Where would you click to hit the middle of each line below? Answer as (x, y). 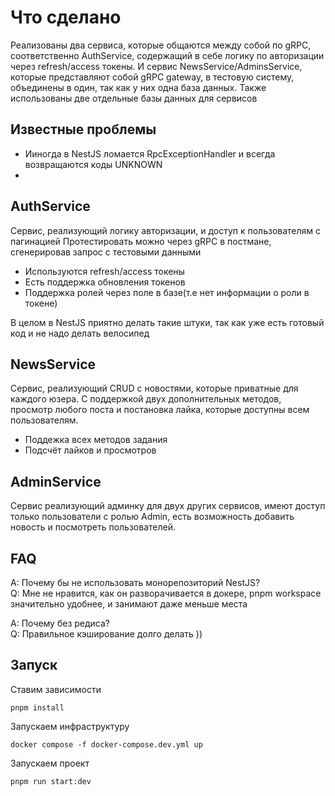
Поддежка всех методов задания (96, 440)
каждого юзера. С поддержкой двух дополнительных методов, (146, 399)
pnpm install (37, 707)
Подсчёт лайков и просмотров (90, 450)
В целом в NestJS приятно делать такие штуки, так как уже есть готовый (167, 322)
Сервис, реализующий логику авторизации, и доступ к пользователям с (166, 230)
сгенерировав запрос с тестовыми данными (106, 252)
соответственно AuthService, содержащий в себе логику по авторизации (167, 55)
